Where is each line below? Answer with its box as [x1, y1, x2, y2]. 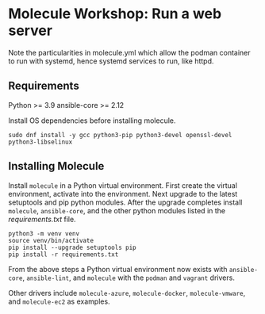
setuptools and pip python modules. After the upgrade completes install [8, 197, 243, 207]
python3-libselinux [8, 138, 73, 146]
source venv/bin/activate [8, 236, 94, 244]
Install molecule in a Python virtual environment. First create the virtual [8, 180, 238, 190]
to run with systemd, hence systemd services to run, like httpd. [8, 56, 214, 66]
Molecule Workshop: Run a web [8, 5, 222, 23]
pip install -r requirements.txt [8, 251, 119, 258]
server [8, 21, 53, 40]
